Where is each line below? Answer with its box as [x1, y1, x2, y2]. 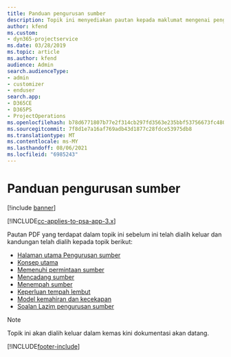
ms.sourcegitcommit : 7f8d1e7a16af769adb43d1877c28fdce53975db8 [7, 125, 192, 132]
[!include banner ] [7, 203, 56, 212]
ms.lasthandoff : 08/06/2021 [7, 145, 88, 152]
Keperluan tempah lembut [16, 287, 91, 296]
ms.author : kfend [7, 55, 57, 62]
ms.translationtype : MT [7, 132, 76, 139]
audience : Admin [7, 61, 54, 68]
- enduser [7, 87, 36, 94]
